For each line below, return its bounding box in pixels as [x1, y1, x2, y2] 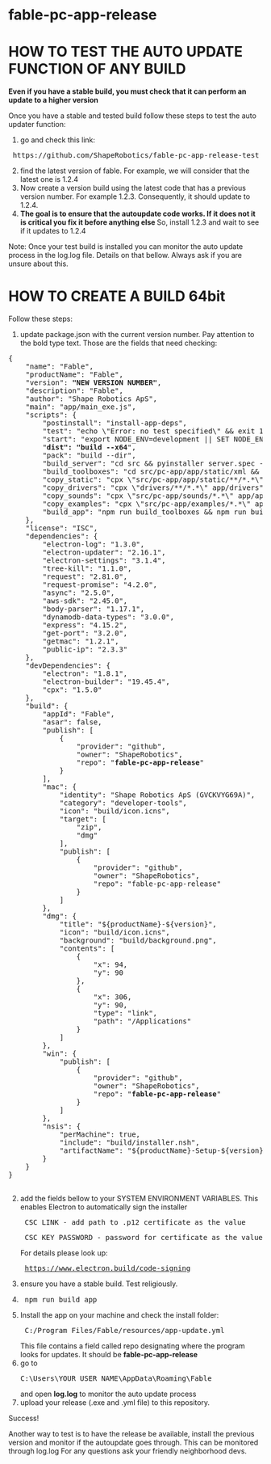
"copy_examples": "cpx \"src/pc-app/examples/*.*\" [42, 500, 252, 508]
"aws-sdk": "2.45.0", [42, 597, 128, 605]
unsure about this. [8, 259, 69, 268]
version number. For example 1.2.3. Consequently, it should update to [19, 192, 251, 201]
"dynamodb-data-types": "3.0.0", [42, 613, 175, 622]
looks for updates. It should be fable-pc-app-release [19, 1350, 198, 1360]
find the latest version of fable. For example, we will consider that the [19, 166, 250, 175]
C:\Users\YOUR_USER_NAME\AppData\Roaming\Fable [19, 1374, 212, 1383]
